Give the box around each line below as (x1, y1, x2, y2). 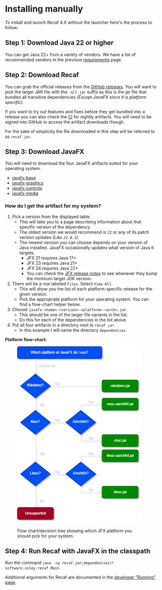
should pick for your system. (17, 533, 74, 539)
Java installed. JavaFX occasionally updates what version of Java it (19, 244, 154, 251)
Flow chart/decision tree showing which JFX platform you (17, 528, 132, 534)
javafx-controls (12, 185, 43, 191)
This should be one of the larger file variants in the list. (19, 312, 128, 318)
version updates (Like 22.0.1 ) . (19, 234, 80, 240)
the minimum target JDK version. (26, 275, 92, 281)
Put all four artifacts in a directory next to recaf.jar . (12, 322, 116, 328)
